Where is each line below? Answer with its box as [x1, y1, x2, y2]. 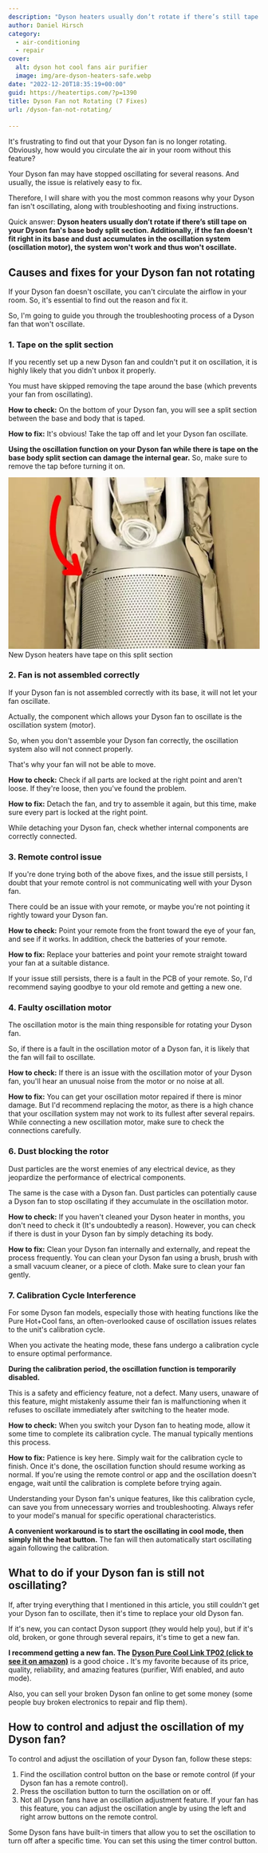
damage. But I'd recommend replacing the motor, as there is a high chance [8, 1100, 254, 1110]
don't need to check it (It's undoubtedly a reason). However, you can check [8, 1220, 257, 1230]
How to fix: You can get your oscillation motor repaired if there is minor [8, 1092, 242, 1101]
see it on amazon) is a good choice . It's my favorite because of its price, [8, 1656, 249, 1665]
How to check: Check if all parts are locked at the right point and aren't [8, 775, 242, 784]
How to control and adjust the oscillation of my [8, 1721, 245, 1734]
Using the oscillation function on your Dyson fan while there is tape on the [8, 444, 259, 454]
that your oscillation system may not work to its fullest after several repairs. [8, 1109, 255, 1119]
